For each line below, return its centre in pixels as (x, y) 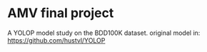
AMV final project (61, 13)
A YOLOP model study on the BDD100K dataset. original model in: (104, 33)
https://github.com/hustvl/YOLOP (56, 40)
